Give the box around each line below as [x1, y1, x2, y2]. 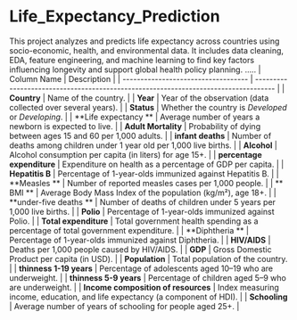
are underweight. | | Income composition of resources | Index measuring [9, 282, 279, 292]
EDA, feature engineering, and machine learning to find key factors [9, 54, 255, 65]
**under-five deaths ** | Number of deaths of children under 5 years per [9, 196, 276, 207]
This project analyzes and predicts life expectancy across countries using [9, 36, 280, 46]
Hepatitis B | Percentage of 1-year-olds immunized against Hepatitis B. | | [9, 168, 279, 179]
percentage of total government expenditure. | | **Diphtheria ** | [9, 225, 250, 235]
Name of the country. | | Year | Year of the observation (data [47, 92, 269, 103]
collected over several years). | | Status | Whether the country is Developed [9, 102, 287, 112]
